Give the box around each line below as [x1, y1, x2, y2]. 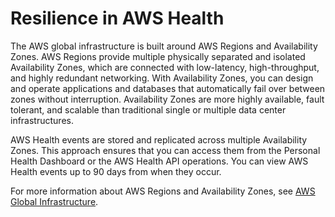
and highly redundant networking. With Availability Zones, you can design [10, 72, 314, 84]
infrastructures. [10, 114, 74, 126]
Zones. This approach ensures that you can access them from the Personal [10, 144, 321, 156]
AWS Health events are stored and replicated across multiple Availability [10, 133, 308, 146]
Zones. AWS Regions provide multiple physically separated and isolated [10, 50, 306, 62]
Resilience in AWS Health [10, 7, 225, 30]
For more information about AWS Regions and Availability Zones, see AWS [10, 185, 316, 197]
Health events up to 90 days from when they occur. [10, 165, 222, 177]
